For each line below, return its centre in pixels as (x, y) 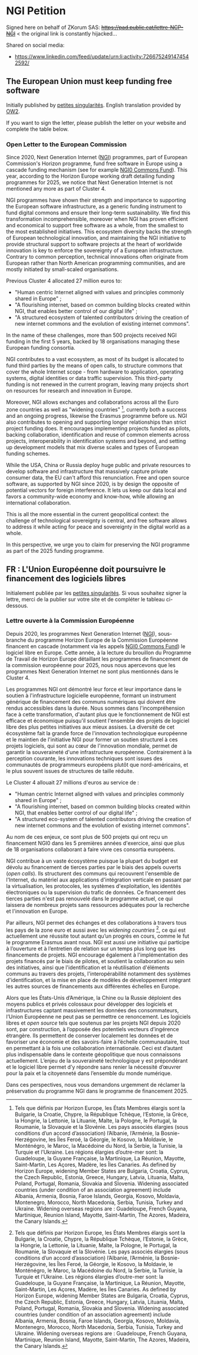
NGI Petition (36, 11)
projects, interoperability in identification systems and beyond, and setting (96, 441)
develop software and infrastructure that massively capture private (87, 471)
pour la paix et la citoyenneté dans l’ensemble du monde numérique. (89, 1073)
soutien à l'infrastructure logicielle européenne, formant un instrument (91, 695)
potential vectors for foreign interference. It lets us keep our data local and (96, 490)
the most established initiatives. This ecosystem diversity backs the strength (99, 231)
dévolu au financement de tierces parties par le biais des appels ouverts (94, 867)
